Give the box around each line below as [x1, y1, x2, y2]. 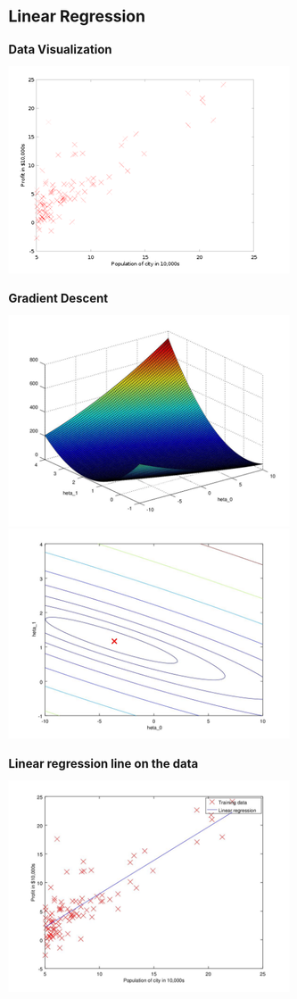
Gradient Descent [8, 291, 109, 306]
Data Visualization [8, 42, 112, 57]
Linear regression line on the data [8, 756, 199, 771]
